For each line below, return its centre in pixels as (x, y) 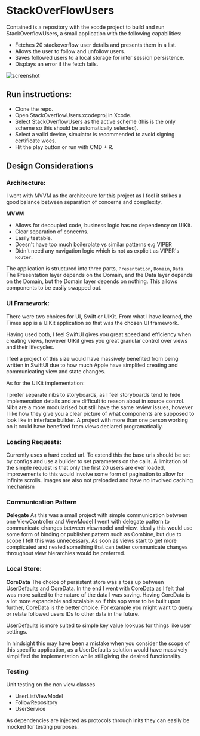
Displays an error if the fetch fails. (56, 64)
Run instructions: (39, 94)
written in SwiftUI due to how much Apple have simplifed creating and (92, 365)
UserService (30, 708)
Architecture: (26, 183)
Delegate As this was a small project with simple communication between (97, 515)
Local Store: (24, 569)
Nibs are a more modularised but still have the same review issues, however (99, 407)
